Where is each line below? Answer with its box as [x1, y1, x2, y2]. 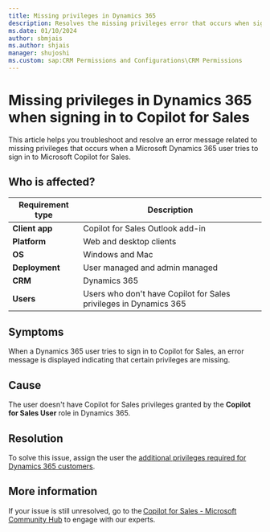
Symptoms [8, 325, 64, 339]
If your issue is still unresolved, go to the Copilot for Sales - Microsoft [8, 505, 237, 515]
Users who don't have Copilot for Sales [83, 288, 231, 299]
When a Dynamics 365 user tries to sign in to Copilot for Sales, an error [8, 346, 244, 356]
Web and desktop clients [83, 235, 177, 247]
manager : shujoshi [8, 49, 70, 57]
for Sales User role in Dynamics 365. [8, 408, 131, 418]
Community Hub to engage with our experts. [8, 514, 156, 524]
